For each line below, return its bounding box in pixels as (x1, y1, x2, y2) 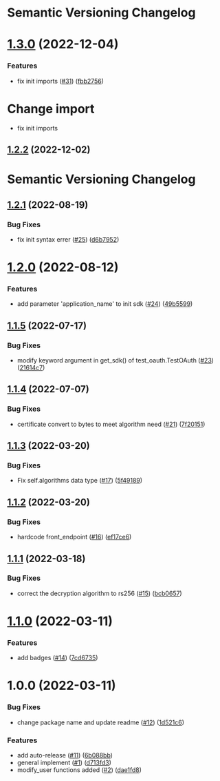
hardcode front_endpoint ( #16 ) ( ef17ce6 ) (16, 533, 132, 541)
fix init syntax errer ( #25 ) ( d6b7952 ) (16, 235, 120, 243)
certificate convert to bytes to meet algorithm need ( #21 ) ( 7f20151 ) (16, 420, 206, 428)
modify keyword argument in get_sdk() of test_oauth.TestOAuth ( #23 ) (16, 356, 214, 365)
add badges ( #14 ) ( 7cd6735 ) (16, 654, 98, 662)
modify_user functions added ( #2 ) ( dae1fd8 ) (16, 766, 142, 774)
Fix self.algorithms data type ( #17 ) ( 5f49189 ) (16, 476, 143, 485)
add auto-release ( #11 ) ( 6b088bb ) (16, 751, 113, 760)
